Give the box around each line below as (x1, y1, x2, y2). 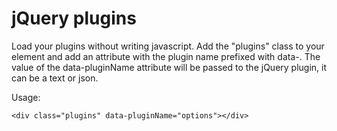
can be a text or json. (11, 72, 99, 84)
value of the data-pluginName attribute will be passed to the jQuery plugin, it (11, 61, 328, 73)
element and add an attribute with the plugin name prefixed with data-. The (11, 50, 321, 62)
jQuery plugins (11, 7, 137, 30)
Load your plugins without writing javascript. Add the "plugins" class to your (11, 40, 325, 52)
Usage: (11, 91, 41, 103)
